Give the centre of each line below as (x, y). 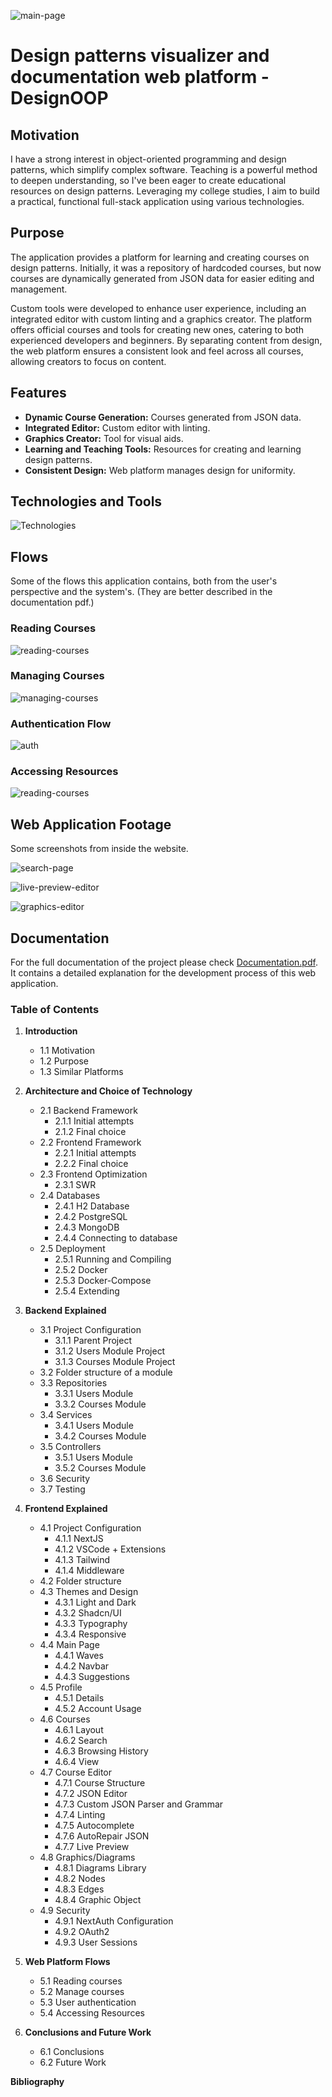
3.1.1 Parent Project (93, 1341)
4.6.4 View (77, 1762)
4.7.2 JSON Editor (91, 1794)
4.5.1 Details (79, 1698)
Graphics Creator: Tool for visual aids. (104, 438)
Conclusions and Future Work (88, 2032)
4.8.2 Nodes (80, 1879)
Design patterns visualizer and (140, 56)
